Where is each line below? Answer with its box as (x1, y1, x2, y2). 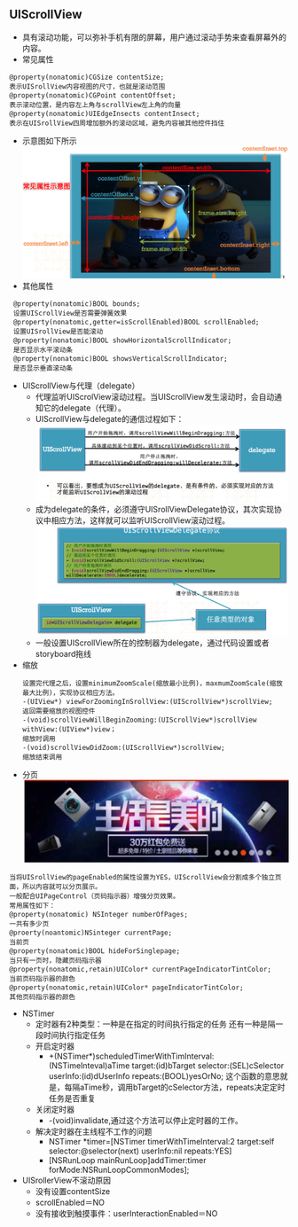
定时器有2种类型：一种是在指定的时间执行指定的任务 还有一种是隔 (35, 1019, 277, 1029)
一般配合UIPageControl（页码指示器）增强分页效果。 (9, 892, 180, 901)
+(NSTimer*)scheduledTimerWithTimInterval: (48, 1051, 215, 1062)
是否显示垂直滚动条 (12, 363, 74, 373)
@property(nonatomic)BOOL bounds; (12, 300, 141, 309)
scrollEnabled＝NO (35, 1197, 105, 1208)
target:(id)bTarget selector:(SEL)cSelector (131, 1060, 285, 1071)
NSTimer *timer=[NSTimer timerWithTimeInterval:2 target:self (48, 1137, 275, 1147)
